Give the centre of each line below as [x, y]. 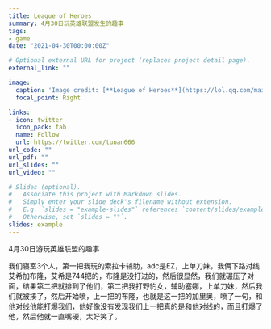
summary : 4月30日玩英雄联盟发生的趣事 [66, 23]
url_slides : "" [34, 165]
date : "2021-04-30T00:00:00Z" [59, 46]
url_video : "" [32, 172]
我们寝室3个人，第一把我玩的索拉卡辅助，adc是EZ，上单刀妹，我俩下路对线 [134, 266]
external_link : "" [39, 68]
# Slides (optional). [45, 187]
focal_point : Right [48, 98]
